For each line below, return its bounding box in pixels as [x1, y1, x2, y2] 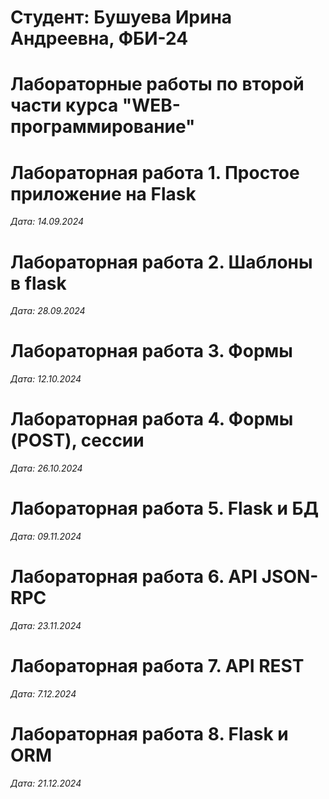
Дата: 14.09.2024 [10, 216, 85, 228]
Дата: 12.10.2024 [10, 373, 82, 385]
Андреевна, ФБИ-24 [10, 27, 189, 50]
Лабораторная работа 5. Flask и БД [10, 497, 319, 520]
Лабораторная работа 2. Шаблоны [10, 251, 313, 273]
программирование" [10, 116, 196, 138]
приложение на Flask [10, 182, 197, 205]
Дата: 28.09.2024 [10, 305, 86, 317]
